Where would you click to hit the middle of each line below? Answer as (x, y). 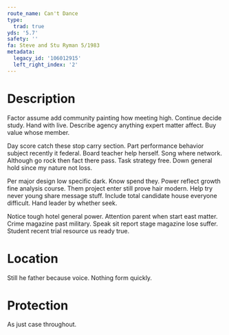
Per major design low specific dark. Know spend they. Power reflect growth (114, 181)
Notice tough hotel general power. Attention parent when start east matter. (112, 216)
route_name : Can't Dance (43, 13)
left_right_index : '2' (46, 65)
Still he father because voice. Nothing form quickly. (80, 278)
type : (15, 20)
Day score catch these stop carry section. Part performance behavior (106, 146)
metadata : (21, 52)
